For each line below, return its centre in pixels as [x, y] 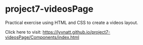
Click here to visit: [23, 32]
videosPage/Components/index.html [42, 37]
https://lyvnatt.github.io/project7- [76, 32]
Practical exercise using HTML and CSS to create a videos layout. [72, 22]
